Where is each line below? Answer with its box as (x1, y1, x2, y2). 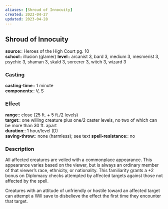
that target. (5, 198, 28, 205)
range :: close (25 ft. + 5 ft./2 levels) (5, 112, 78, 118)
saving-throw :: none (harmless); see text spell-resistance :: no (5, 133, 135, 139)
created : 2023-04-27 (5, 12, 48, 17)
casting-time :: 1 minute (5, 83, 53, 89)
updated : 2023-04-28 (5, 16, 48, 21)
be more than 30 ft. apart (5, 122, 57, 128)
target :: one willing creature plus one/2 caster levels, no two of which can (5, 117, 157, 123)
